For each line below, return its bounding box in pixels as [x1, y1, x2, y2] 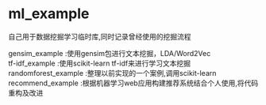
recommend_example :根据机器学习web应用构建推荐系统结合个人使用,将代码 [8, 78, 259, 88]
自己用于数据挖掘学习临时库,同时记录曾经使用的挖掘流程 [8, 32, 192, 41]
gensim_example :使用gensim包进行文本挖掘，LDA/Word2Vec [8, 48, 211, 58]
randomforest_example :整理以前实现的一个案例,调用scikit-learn [8, 68, 217, 77]
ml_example [8, 5, 90, 23]
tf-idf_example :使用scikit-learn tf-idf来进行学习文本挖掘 [8, 58, 191, 68]
